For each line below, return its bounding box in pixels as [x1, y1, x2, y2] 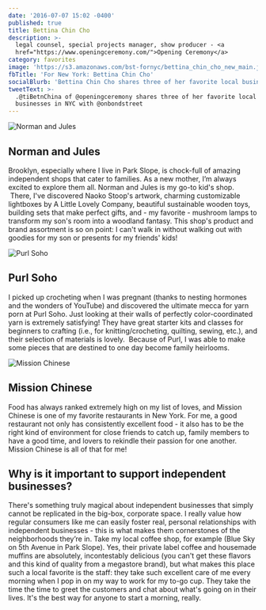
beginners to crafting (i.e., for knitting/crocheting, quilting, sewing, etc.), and [8, 326, 257, 335]
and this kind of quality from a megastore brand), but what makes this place [8, 559, 256, 569]
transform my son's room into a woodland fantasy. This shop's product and [8, 215, 253, 226]
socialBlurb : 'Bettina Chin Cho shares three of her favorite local [8, 78, 239, 86]
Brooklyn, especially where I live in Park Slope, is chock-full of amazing [8, 166, 241, 175]
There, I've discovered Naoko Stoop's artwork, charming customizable [9, 191, 241, 200]
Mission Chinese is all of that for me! [8, 444, 127, 454]
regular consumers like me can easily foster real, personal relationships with [8, 517, 256, 527]
